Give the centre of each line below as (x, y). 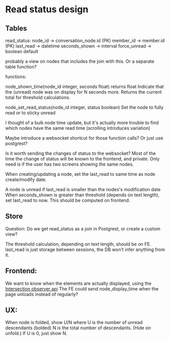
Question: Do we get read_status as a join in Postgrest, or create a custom (83, 229)
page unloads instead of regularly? (42, 294)
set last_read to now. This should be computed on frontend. (68, 200)
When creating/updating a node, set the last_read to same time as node (80, 174)
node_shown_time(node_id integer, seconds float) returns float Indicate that (84, 86)
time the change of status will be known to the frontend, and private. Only (82, 159)
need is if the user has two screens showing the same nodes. (69, 164)
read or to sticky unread (31, 113)
